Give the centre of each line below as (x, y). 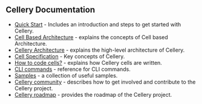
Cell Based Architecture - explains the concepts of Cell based (91, 37)
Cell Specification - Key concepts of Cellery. (70, 56)
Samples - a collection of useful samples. (66, 75)
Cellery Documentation (50, 10)
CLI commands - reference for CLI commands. (72, 69)
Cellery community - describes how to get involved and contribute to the (105, 82)
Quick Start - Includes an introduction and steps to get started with (98, 24)
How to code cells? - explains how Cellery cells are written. (88, 63)
